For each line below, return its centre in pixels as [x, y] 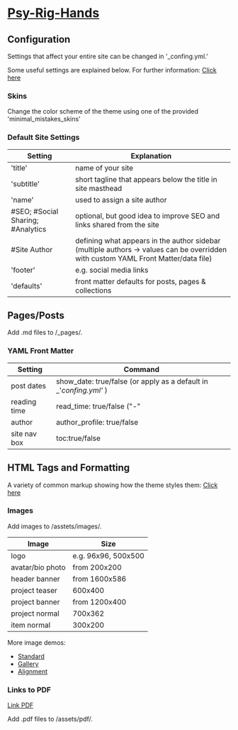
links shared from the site [117, 224]
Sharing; [25, 220]
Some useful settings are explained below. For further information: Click [112, 70]
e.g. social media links [112, 270]
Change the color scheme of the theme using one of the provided [103, 111]
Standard [31, 656]
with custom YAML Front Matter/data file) [144, 258]
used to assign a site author [121, 200]
